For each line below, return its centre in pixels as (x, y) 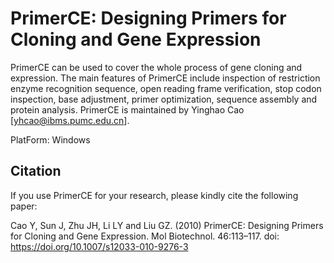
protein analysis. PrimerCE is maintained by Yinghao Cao (127, 109)
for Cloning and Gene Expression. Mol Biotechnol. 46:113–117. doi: (145, 236)
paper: (24, 206)
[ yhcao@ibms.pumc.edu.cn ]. (70, 120)
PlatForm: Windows (50, 139)
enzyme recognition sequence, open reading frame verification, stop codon (166, 88)
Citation (36, 171)
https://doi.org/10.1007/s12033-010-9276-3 (99, 246)
